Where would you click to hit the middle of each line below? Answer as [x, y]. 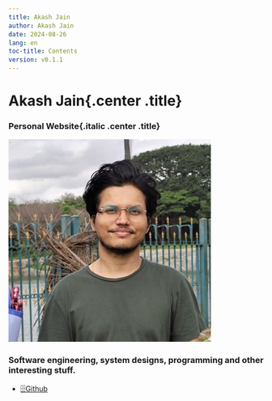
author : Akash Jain [41, 26]
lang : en [23, 43]
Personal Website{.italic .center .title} [84, 126]
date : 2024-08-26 [38, 34]
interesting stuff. [42, 370]
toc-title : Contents [43, 51]
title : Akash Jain [39, 17]
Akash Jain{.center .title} [96, 101]
